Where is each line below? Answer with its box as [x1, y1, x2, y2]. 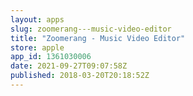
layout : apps [10, 14, 65, 25]
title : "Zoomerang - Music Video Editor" [10, 33, 186, 43]
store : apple [10, 42, 65, 53]
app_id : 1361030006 [10, 52, 92, 62]
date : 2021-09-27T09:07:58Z [10, 61, 128, 71]
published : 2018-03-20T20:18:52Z [10, 71, 150, 81]
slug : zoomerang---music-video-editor [10, 24, 172, 34]
